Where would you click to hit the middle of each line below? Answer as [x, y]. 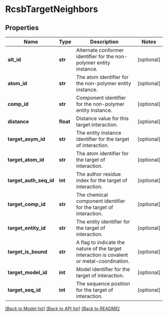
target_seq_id [24, 290]
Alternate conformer [100, 50]
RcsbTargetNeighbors [52, 9]
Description [104, 42]
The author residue [98, 174]
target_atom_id [26, 160]
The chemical [92, 195]
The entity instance [99, 133]
